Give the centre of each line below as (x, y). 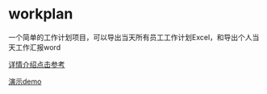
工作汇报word (38, 47)
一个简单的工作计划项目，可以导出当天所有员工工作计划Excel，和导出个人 (130, 37)
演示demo (25, 81)
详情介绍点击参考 (37, 64)
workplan (41, 14)
